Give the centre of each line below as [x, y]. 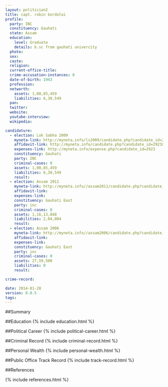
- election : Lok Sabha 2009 [39, 135]
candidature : [19, 131]
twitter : [19, 108]
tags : [11, 298]
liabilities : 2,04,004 [38, 219]
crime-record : [20, 279]
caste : [16, 61]
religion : [20, 66]
